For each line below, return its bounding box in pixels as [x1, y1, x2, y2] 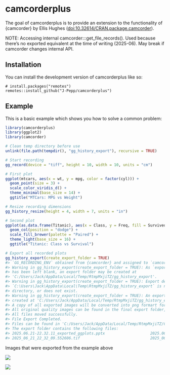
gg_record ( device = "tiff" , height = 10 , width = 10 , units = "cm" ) [5, 162, 153, 167]
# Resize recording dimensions [5, 204, 71, 209]
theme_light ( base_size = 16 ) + [10, 237, 76, 242]
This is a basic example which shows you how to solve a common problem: [5, 115, 162, 122]
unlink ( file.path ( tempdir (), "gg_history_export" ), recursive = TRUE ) [5, 148, 157, 154]
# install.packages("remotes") [5, 84, 71, 89]
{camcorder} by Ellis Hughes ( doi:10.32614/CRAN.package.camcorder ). [5, 25, 154, 31]
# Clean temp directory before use [5, 144, 80, 149]
